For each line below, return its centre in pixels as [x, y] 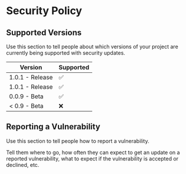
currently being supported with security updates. [66, 53]
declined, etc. [23, 165]
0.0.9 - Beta [26, 96]
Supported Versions [44, 33]
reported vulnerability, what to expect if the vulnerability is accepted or [92, 158]
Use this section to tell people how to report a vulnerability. [78, 141]
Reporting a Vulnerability [53, 127]
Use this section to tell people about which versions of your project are [92, 46]
